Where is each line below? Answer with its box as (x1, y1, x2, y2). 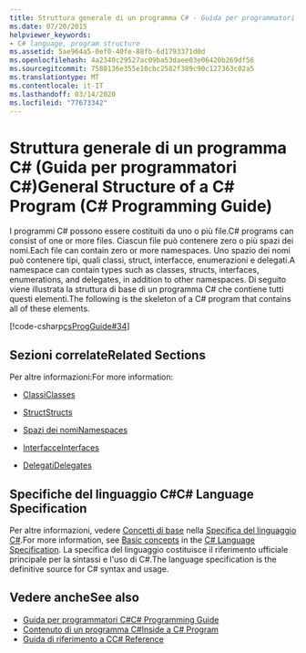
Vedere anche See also (9, 590, 139, 606)
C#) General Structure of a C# (9, 176, 235, 197)
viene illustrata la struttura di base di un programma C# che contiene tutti (9, 284, 284, 295)
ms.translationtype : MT (9, 73, 100, 82)
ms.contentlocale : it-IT (9, 81, 104, 90)
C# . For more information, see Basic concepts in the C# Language (9, 534, 255, 545)
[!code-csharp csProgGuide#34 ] (9, 321, 130, 332)
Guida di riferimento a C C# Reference (22, 633, 164, 644)
